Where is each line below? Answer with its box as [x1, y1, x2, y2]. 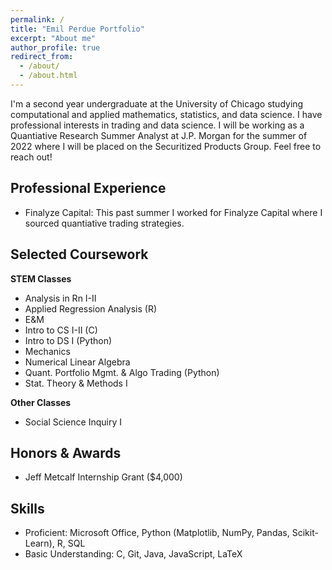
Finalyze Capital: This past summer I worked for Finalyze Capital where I [24, 206, 323, 218]
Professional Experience [10, 180, 167, 197]
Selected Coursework [10, 246, 149, 263]
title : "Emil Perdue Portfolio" [10, 24, 145, 34]
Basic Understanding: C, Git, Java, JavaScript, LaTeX [24, 548, 243, 560]
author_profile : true [10, 42, 101, 53]
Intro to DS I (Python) [24, 334, 113, 346]
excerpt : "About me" [10, 33, 97, 43]
